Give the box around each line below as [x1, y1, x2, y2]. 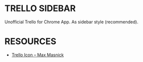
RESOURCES [4, 36, 57, 47]
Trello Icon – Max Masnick [11, 52, 64, 58]
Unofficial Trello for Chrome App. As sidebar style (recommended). [4, 19, 139, 25]
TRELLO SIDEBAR [4, 3, 76, 14]
